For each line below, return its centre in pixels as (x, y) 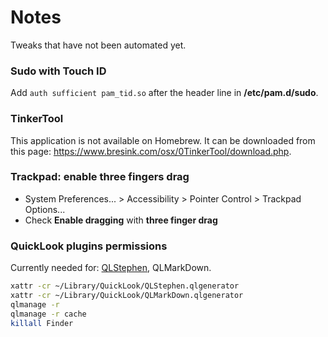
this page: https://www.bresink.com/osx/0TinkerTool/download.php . (151, 151)
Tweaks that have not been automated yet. (98, 45)
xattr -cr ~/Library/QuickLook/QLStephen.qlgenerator (125, 286)
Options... (45, 209)
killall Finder (42, 323)
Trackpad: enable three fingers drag (100, 177)
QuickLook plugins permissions (89, 246)
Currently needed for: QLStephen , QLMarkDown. (111, 268)
